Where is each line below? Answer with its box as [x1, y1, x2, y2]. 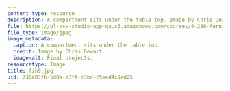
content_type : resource [7, 10, 75, 17]
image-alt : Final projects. [13, 55, 94, 62]
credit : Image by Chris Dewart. [13, 49, 106, 55]
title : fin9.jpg [7, 67, 53, 74]
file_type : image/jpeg [7, 29, 72, 36]
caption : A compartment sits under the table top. [13, 42, 161, 49]
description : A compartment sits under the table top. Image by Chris [7, 16, 213, 23]
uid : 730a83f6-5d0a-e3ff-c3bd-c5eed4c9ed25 [7, 73, 133, 81]
